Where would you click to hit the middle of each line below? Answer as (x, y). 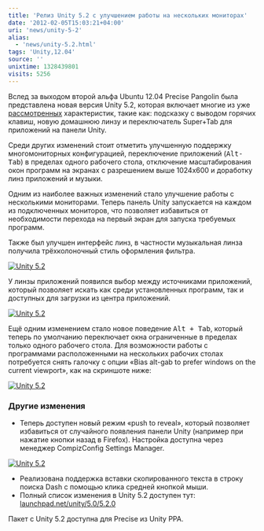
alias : (19, 37)
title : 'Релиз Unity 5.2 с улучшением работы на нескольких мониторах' (128, 15)
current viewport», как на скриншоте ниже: (80, 370)
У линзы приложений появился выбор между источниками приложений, (130, 281)
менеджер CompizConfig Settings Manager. (92, 448)
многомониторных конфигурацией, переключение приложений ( (117, 153)
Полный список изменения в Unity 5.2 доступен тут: (107, 495)
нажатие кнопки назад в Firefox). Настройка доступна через (121, 439)
